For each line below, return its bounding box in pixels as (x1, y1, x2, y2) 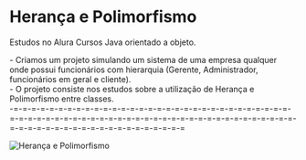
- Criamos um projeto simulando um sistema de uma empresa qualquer (9, 54, 277, 65)
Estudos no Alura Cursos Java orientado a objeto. (9, 37, 196, 48)
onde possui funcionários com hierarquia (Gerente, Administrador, (9, 64, 259, 75)
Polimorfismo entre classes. (9, 93, 114, 104)
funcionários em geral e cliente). (9, 73, 132, 84)
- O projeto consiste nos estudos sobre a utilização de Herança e (9, 83, 255, 94)
